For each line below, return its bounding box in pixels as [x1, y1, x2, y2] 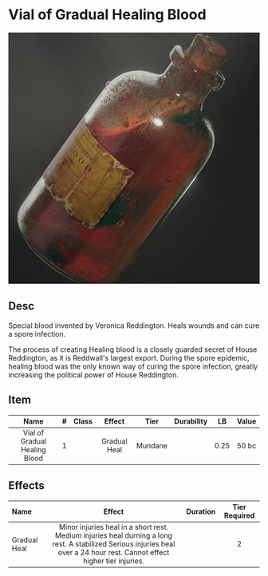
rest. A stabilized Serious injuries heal [52, 539, 175, 549]
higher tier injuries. [82, 556, 145, 566]
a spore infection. [8, 329, 66, 338]
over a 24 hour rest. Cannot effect [57, 548, 170, 558]
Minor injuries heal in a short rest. [58, 523, 169, 532]
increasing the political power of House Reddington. [8, 369, 179, 380]
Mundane [136, 440, 167, 450]
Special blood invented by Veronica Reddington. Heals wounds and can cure [8, 321, 260, 330]
